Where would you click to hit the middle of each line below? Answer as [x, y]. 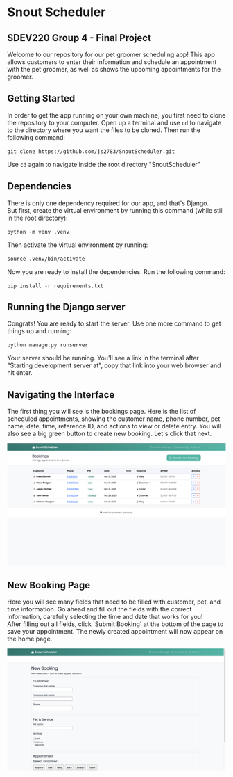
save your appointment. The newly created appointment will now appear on [115, 632]
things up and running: [40, 331]
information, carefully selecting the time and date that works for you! [105, 617]
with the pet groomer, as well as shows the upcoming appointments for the [114, 69]
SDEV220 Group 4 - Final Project [79, 38]
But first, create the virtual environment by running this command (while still [115, 210]
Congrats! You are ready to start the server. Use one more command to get [114, 323]
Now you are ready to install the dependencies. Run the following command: [116, 271]
